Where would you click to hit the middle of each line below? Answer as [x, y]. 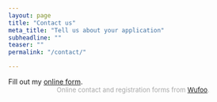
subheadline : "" [35, 38]
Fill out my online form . [46, 81]
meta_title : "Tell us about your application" [86, 30]
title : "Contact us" [42, 23]
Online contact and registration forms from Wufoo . [133, 90]
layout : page [30, 15]
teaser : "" [26, 45]
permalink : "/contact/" [48, 52]
